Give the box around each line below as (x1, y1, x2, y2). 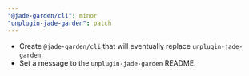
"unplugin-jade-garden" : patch (7, 19, 112, 27)
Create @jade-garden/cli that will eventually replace (18, 41, 191, 50)
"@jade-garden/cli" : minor (7, 11, 98, 20)
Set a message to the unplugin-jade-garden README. (18, 58, 197, 68)
